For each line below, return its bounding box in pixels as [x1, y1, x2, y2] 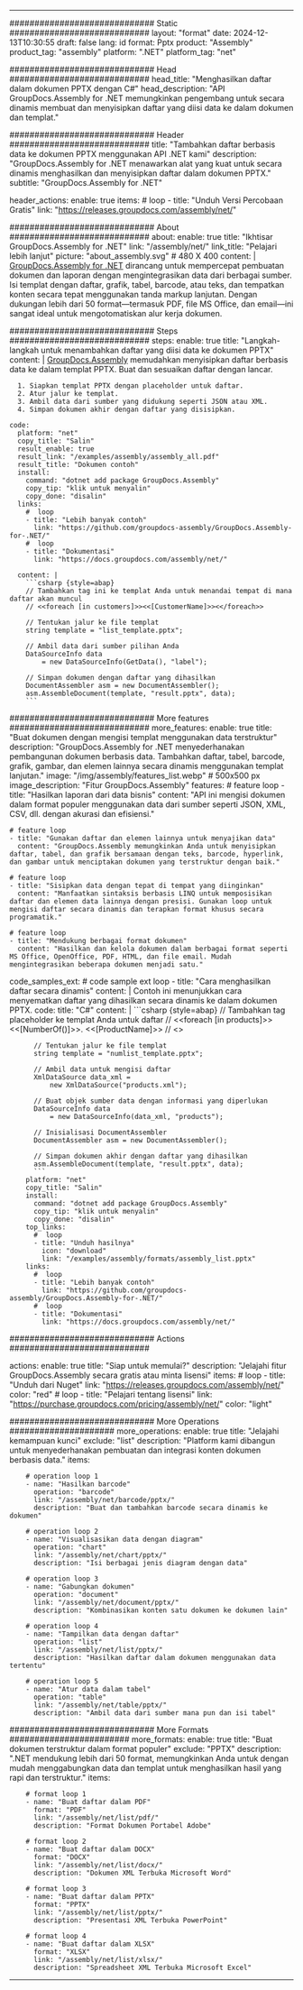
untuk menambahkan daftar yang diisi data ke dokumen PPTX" [40, 344, 274, 355]
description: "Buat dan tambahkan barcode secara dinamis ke [32, 1503, 269, 1512]
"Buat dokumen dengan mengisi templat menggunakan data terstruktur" [9, 732, 278, 742]
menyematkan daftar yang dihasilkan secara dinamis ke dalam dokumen [9, 995, 278, 1005]
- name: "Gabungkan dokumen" [25, 1582, 135, 1591]
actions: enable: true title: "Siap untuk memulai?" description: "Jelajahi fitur [9, 1361, 287, 1371]
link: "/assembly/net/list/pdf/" [32, 1813, 160, 1822]
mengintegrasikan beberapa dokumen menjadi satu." [9, 960, 204, 969]
